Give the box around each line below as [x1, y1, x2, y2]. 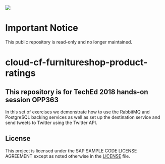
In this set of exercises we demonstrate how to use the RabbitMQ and [5, 109, 150, 115]
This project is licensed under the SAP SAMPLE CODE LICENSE [5, 147, 137, 154]
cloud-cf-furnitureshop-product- [5, 57, 148, 68]
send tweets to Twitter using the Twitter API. [5, 119, 97, 126]
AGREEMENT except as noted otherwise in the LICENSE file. [5, 153, 130, 159]
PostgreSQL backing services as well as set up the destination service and [5, 114, 160, 120]
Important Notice [5, 22, 78, 34]
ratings [5, 67, 36, 79]
